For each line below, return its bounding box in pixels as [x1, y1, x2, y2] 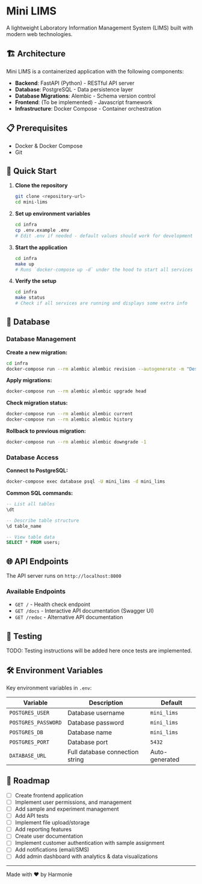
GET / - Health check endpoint [14, 601, 91, 608]
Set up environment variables [14, 210, 91, 217]
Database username [67, 709, 125, 717]
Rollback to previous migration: [6, 427, 86, 434]
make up [14, 261, 34, 267]
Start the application [14, 244, 68, 251]
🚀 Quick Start [6, 165, 57, 176]
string [67, 755, 84, 764]
